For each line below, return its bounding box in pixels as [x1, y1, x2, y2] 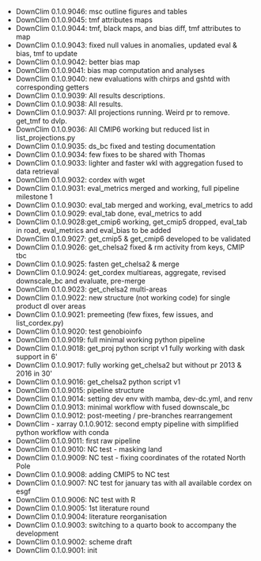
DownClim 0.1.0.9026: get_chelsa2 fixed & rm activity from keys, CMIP [15, 242, 245, 252]
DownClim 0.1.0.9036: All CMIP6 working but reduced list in [15, 124, 210, 134]
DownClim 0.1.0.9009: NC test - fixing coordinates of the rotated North [15, 453, 246, 462]
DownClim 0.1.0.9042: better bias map [15, 57, 141, 67]
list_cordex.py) [15, 319, 64, 327]
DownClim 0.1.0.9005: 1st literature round [15, 503, 150, 513]
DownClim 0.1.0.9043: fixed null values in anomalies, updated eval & [15, 40, 237, 50]
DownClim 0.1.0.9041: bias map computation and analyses [15, 66, 206, 74]
